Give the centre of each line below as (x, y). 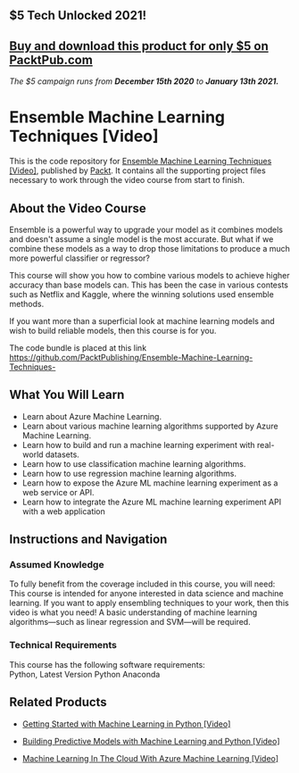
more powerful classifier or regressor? (79, 258)
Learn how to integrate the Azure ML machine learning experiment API (152, 502)
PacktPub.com (51, 59)
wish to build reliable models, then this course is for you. (113, 330)
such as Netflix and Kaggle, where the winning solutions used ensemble (141, 294)
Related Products (58, 702)
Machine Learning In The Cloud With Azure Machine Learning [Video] (150, 758)
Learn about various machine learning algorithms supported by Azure (150, 426)
